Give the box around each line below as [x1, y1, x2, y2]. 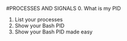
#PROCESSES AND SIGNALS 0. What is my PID [6, 5, 121, 12]
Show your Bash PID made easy [14, 28, 93, 35]
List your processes [14, 16, 63, 23]
